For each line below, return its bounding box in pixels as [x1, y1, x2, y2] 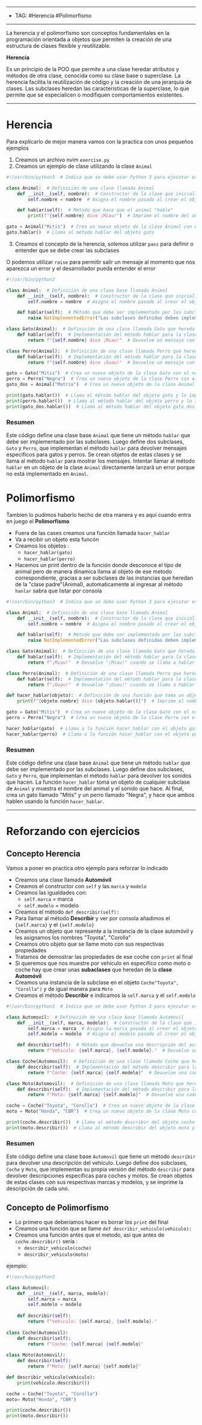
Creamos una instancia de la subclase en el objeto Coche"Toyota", [14, 979, 179, 986]
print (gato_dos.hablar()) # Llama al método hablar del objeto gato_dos [6, 403, 195, 409]
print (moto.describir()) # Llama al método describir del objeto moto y [6, 1124, 195, 1131]
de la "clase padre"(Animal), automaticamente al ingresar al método [14, 580, 183, 588]
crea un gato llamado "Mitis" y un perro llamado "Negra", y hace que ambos [6, 791, 195, 798]
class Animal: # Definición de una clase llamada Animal [6, 185, 155, 191]
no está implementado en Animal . [6, 470, 88, 477]
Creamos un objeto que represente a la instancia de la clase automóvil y [14, 927, 194, 935]
